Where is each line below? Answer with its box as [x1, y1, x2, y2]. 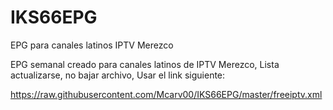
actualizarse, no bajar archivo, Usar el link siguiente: [10, 69, 226, 81]
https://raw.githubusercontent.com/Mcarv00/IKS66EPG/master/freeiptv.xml [10, 88, 323, 100]
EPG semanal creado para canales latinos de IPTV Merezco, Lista [10, 58, 280, 70]
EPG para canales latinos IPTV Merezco [10, 39, 174, 51]
